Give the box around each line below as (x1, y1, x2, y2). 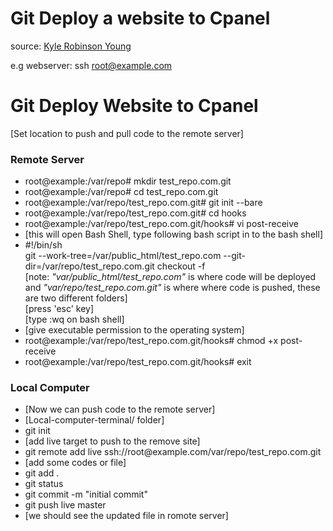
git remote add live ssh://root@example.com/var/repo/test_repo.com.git (24, 446, 322, 458)
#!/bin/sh (24, 239, 63, 251)
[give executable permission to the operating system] (24, 324, 245, 336)
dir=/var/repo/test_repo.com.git (24, 260, 155, 272)
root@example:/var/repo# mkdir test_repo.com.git (24, 175, 232, 187)
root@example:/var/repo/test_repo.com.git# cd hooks (24, 207, 247, 219)
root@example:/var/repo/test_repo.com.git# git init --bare (24, 197, 263, 209)
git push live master (24, 499, 107, 511)
